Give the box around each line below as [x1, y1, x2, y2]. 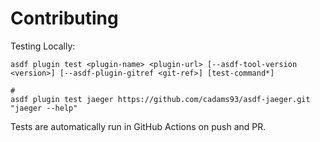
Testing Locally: [10, 40, 76, 52]
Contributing [10, 7, 119, 30]
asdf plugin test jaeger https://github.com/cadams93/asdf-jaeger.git [10, 94, 311, 104]
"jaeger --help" [10, 103, 78, 113]
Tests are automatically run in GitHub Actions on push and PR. [10, 120, 267, 132]
